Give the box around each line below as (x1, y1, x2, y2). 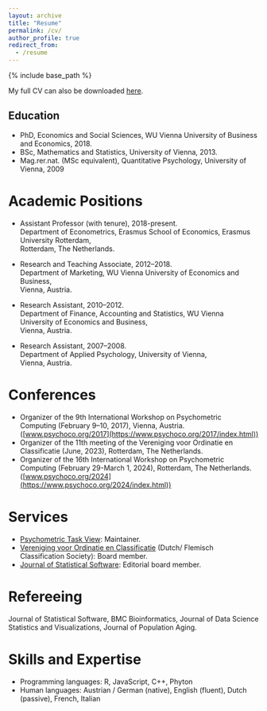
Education (8, 109, 60, 123)
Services (8, 508, 69, 526)
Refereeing (8, 587, 83, 606)
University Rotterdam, (19, 235, 91, 245)
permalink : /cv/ (8, 26, 62, 34)
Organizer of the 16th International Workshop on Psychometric (19, 454, 225, 464)
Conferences (8, 386, 97, 403)
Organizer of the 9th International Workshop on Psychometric (19, 412, 222, 422)
